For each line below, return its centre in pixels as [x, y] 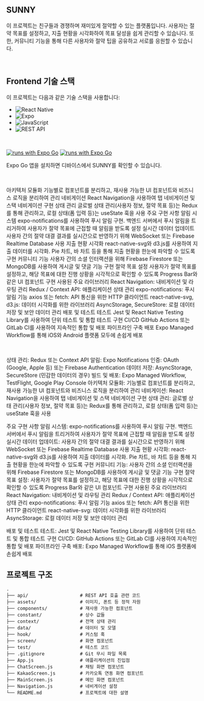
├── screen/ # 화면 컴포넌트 [60, 641]
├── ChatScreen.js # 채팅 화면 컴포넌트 [65, 667]
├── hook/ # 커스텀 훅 [56, 634]
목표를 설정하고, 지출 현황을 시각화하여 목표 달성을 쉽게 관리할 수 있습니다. [100, 33]
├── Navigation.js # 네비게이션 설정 [62, 686]
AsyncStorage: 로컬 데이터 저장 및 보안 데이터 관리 [67, 518]
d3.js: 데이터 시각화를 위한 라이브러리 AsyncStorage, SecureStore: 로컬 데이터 [100, 304]
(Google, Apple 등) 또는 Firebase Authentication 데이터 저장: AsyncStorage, [100, 367]
